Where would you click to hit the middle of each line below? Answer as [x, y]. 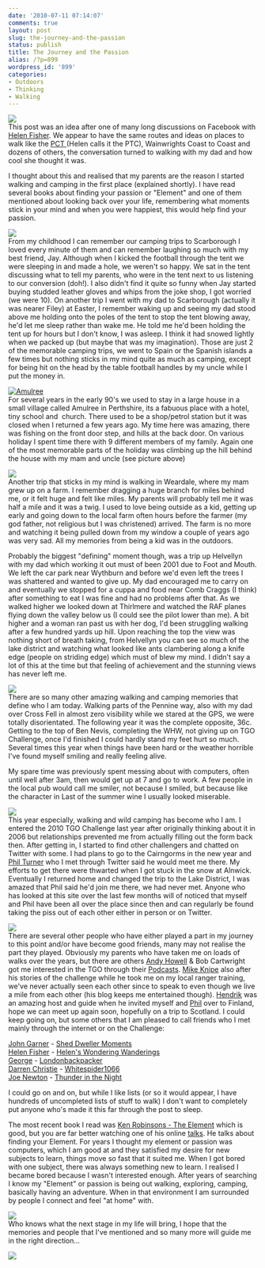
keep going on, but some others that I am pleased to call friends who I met [129, 1020]
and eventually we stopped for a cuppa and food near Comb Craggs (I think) [132, 590]
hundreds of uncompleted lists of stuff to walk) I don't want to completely [128, 1101]
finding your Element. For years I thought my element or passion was [121, 1142]
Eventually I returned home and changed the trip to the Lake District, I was [129, 879]
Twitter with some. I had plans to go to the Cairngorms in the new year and [130, 854]
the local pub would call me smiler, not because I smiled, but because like [128, 788]
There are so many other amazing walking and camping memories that [123, 697]
